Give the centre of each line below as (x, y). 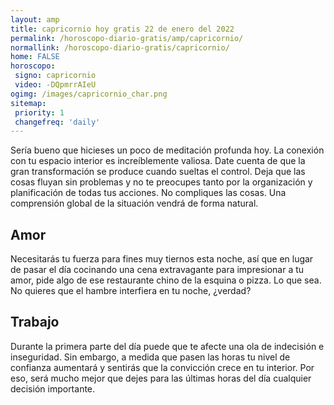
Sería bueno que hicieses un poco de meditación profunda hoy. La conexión (167, 150)
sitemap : (28, 103)
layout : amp (35, 19)
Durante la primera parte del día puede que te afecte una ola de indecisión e (167, 346)
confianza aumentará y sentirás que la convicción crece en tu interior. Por (162, 367)
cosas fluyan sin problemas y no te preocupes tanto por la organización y (161, 182)
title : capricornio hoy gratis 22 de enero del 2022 (122, 29)
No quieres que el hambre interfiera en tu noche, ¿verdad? (131, 291)
